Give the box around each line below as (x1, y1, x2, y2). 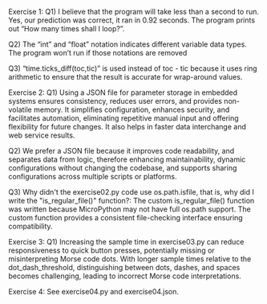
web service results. (8, 130, 75, 140)
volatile (8, 105, 32, 114)
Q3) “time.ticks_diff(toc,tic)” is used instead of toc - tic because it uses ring (8, 64, 258, 73)
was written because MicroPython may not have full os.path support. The (8, 204, 251, 214)
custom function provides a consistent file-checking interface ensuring (8, 213, 243, 222)
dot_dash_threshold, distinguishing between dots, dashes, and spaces (8, 263, 241, 272)
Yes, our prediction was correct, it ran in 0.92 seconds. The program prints (8, 15, 255, 25)
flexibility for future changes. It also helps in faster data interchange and (8, 122, 247, 131)
